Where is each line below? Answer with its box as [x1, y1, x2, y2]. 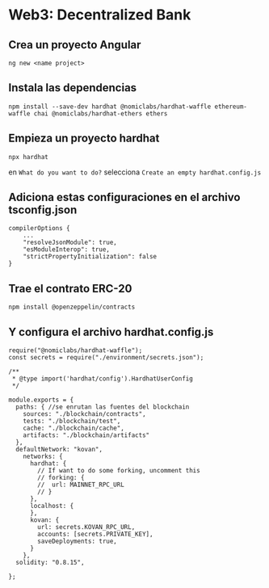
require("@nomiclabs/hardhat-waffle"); [8, 346, 143, 355]
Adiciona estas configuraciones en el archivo [8, 191, 241, 204]
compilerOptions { [8, 225, 70, 233]
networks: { [23, 452, 63, 461]
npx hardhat [8, 153, 48, 161]
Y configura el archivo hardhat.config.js [8, 325, 214, 338]
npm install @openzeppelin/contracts [8, 303, 136, 312]
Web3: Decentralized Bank [8, 6, 191, 24]
